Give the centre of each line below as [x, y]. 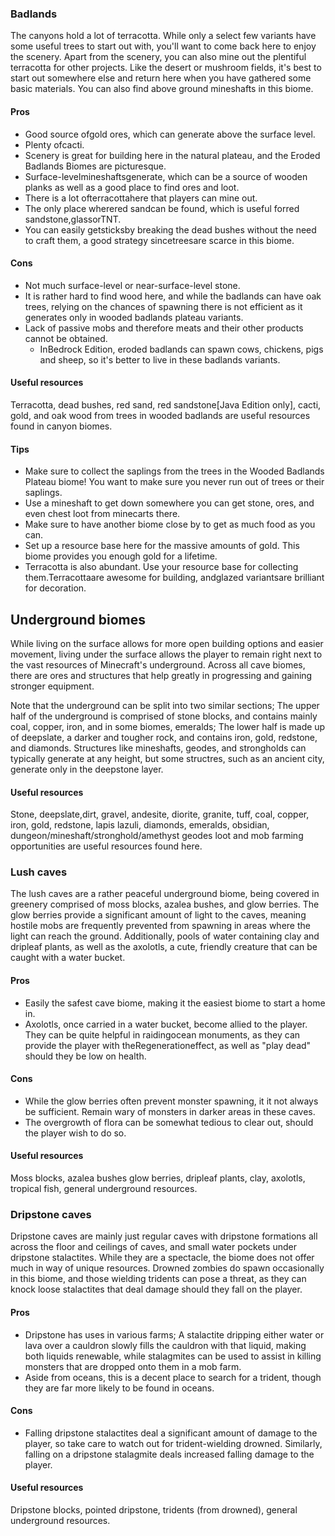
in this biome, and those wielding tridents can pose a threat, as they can [158, 1279]
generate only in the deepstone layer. [87, 769]
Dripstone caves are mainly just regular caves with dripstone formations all [164, 1236]
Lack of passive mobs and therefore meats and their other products [164, 328]
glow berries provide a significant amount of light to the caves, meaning [158, 915]
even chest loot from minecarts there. [102, 514]
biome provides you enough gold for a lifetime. [121, 556]
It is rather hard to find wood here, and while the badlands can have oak [173, 296]
